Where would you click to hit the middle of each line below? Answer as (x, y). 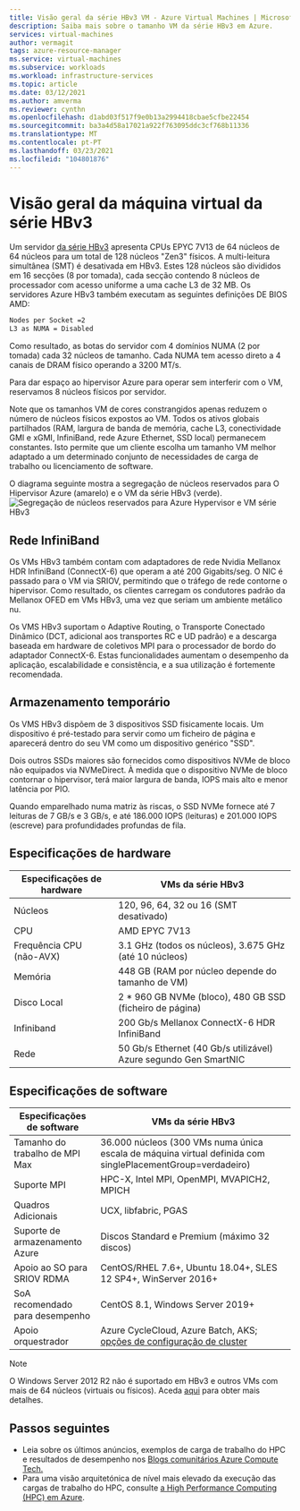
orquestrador (42, 1342)
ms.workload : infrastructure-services (81, 76)
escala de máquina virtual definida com (183, 1154)
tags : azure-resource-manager (66, 51)
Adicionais (36, 1216)
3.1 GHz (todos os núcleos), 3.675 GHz (202, 945)
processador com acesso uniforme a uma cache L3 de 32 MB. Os (130, 285)
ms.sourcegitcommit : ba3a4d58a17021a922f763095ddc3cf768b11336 (129, 126)
